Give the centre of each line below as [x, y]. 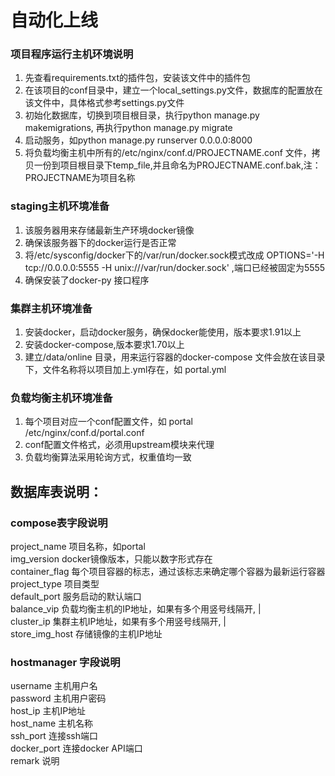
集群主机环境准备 [51, 308]
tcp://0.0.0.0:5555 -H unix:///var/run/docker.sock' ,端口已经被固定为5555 [175, 267]
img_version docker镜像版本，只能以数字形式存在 [111, 559]
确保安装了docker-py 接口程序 [87, 280]
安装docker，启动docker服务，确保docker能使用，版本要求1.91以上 [163, 332]
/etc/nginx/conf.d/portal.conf [84, 433]
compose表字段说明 [59, 523]
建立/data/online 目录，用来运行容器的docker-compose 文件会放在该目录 [175, 357]
